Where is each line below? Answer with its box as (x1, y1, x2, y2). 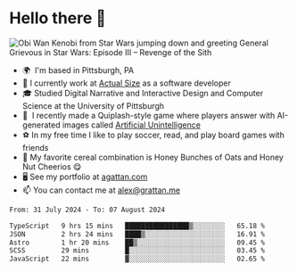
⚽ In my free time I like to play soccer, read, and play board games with (21, 129, 285, 140)
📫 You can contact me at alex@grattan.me (21, 185, 181, 195)
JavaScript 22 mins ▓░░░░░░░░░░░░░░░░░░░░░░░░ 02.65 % (9, 254, 266, 264)
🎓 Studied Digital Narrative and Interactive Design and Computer (21, 87, 264, 98)
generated (21, 120, 61, 130)
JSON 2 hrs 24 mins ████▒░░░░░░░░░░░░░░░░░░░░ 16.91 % (9, 229, 266, 239)
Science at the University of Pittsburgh (21, 100, 165, 111)
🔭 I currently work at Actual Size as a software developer (21, 78, 232, 88)
